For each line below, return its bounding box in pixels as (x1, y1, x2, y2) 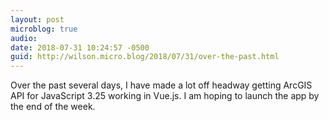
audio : (10, 33, 38, 43)
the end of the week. (10, 101, 96, 113)
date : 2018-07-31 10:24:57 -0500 (10, 42, 150, 53)
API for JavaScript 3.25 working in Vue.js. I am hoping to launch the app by (10, 90, 320, 102)
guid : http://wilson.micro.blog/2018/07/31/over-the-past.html (10, 52, 280, 62)
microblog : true (10, 24, 78, 34)
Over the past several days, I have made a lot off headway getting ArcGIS (10, 79, 313, 91)
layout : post (10, 14, 65, 25)
